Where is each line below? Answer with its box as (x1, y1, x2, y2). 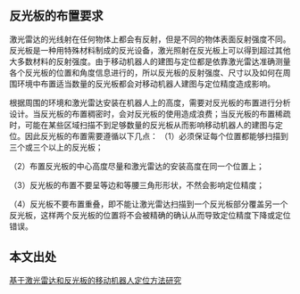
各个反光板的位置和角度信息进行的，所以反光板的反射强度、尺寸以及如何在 (9, 67, 283, 78)
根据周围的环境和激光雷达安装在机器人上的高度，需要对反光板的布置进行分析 (9, 97, 291, 108)
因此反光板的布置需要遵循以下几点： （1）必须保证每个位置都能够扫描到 (24, 130, 288, 141)
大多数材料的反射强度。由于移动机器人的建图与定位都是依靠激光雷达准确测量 (9, 56, 291, 67)
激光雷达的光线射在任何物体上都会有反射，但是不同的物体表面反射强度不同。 (9, 34, 291, 45)
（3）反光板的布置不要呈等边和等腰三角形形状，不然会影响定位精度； (9, 179, 265, 190)
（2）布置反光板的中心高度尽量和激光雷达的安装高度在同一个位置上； (9, 160, 265, 171)
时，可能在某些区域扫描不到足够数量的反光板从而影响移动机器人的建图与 (9, 119, 275, 130)
